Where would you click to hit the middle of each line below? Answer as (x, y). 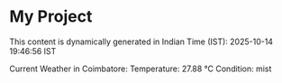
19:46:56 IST (33, 51)
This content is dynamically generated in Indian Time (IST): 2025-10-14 (141, 41)
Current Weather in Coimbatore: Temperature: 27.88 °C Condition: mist (141, 69)
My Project (51, 17)
